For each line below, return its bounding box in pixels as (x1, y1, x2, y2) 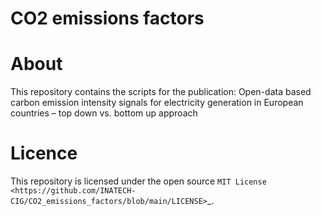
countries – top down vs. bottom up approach (10, 107, 198, 119)
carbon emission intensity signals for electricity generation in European (10, 97, 304, 109)
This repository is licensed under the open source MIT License (10, 175, 267, 187)
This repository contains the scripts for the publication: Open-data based (10, 86, 312, 98)
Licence (10, 142, 78, 165)
